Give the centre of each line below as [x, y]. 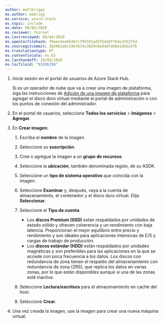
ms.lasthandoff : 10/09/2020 [34, 60]
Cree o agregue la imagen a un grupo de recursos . [71, 157]
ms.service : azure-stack [30, 19]
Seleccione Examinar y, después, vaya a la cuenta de [74, 190]
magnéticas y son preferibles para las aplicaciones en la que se [91, 251]
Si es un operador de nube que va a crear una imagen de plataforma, [82, 88]
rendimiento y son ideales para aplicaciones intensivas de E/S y [91, 235]
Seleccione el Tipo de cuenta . [50, 210]
